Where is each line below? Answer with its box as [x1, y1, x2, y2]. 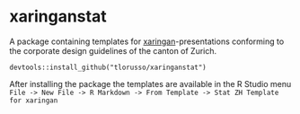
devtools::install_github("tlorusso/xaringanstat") [9, 63, 207, 72]
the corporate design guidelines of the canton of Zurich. [9, 45, 217, 56]
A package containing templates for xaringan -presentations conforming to [9, 36, 285, 47]
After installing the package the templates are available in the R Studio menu [9, 78, 292, 89]
